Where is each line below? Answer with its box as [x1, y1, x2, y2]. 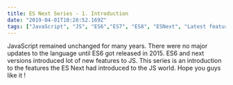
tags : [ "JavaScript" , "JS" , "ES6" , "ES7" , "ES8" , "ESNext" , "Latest [7, 23, 207, 30]
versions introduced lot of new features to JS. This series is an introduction [7, 57, 222, 65]
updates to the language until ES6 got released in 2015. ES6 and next [7, 49, 205, 57]
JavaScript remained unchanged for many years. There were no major [7, 42, 208, 50]
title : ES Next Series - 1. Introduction [7, 10, 129, 17]
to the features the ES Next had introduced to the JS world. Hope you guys [7, 64, 221, 73]
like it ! [7, 71, 26, 79]
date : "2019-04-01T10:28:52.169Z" [7, 17, 107, 23]
